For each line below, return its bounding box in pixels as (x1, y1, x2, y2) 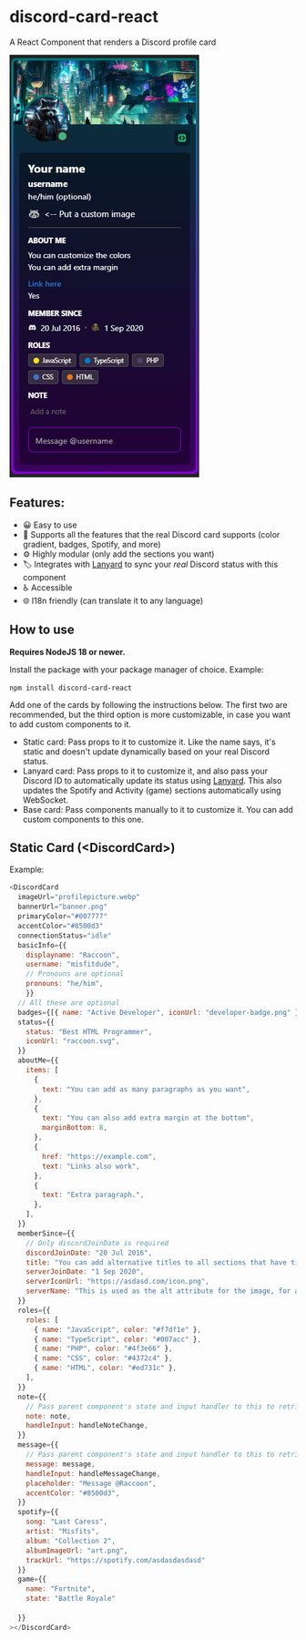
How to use (9, 622, 75, 638)
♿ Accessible (22, 581, 73, 593)
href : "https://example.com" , (42, 1152, 157, 1161)
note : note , (25, 1411, 71, 1420)
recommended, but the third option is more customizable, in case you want (9, 709, 291, 720)
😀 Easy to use (22, 519, 77, 530)
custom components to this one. (22, 814, 144, 825)
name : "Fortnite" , (25, 1584, 96, 1594)
